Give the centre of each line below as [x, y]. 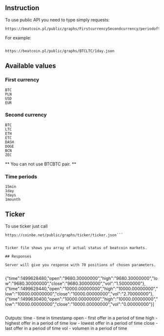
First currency [22, 80]
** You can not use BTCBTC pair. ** [41, 164]
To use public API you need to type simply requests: [57, 20]
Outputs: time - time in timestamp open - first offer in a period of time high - [81, 318]
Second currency [26, 115]
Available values [31, 66]
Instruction [22, 8]
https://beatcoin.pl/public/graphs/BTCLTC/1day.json [60, 51]
